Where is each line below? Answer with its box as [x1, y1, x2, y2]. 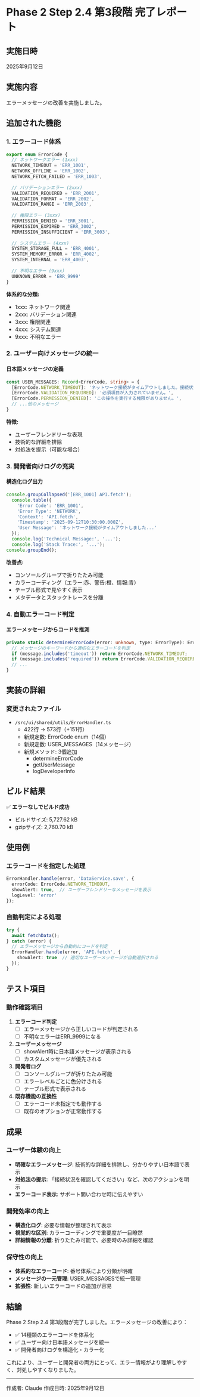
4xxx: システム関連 [14, 326, 61, 333]
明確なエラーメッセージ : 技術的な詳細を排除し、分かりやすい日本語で [14, 1161, 185, 1168]
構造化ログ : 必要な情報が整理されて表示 [14, 1222, 112, 1229]
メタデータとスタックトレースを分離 [14, 594, 104, 601]
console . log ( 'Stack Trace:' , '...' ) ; [11, 541, 105, 548]
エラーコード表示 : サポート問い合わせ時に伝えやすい [14, 1191, 143, 1198]
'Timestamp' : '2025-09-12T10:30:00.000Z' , [17, 520, 124, 526]
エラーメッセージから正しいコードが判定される [23, 1025, 139, 1033]
